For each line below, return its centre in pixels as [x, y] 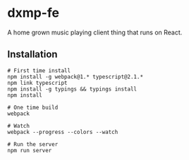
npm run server [30, 150]
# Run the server [33, 144]
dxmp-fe [33, 13]
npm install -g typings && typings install [72, 89]
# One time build [33, 107]
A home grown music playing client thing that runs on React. [95, 32]
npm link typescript [38, 83]
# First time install [39, 71]
